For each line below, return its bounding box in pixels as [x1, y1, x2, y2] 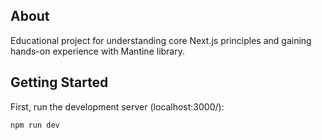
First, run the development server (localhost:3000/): [10, 100, 225, 113]
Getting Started [10, 74, 109, 91]
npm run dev [10, 120, 60, 130]
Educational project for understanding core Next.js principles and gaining [10, 34, 312, 46]
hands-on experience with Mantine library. [10, 45, 185, 57]
